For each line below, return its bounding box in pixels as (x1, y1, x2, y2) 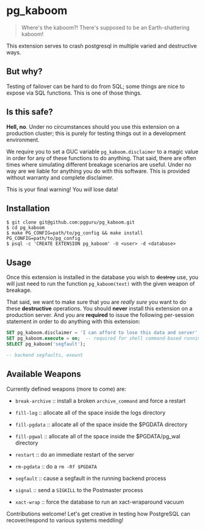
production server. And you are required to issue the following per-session (6, 311, 195, 319)
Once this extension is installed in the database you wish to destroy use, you (6, 274, 199, 281)
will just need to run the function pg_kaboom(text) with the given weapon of (6, 280, 195, 288)
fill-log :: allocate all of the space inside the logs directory (15, 408, 166, 416)
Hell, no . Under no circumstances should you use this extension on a (6, 123, 180, 130)
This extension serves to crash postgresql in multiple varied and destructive (6, 42, 197, 49)
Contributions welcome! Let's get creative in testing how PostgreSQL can (6, 510, 190, 517)
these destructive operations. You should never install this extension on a (6, 305, 193, 312)
